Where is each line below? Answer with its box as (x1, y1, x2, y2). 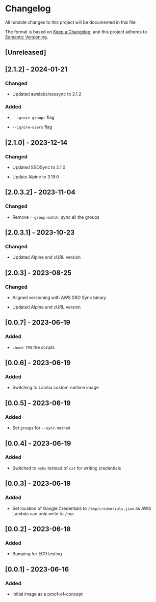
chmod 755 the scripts (12, 344, 55, 350)
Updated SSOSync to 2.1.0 (12, 165, 66, 170)
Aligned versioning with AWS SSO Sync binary (12, 295, 106, 301)
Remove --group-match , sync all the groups (12, 214, 100, 220)
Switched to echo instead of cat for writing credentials (12, 465, 121, 471)
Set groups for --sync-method (12, 425, 70, 431)
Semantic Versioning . (5, 34, 48, 40)
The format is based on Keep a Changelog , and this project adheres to (5, 29, 147, 34)
